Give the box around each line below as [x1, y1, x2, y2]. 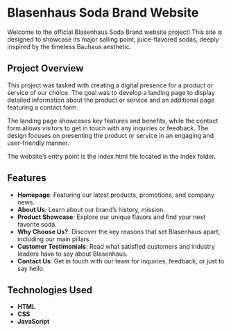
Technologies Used [7, 284, 92, 296]
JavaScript [17, 317, 50, 326]
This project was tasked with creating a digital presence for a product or [7, 81, 214, 89]
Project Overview [7, 62, 84, 74]
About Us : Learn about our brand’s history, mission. [17, 205, 165, 213]
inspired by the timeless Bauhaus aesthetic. [7, 42, 132, 51]
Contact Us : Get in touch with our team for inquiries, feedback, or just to [17, 256, 225, 265]
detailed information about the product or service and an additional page [7, 96, 215, 104]
